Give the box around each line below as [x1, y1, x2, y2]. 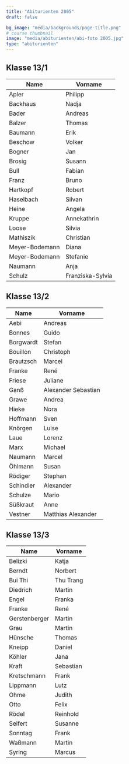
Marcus [54, 748, 76, 756]
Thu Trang [54, 577, 83, 585]
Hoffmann [9, 414, 37, 423]
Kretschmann [9, 672, 46, 680]
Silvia [65, 224, 81, 232]
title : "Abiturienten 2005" [6, 8, 75, 15]
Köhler [9, 653, 27, 661]
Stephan [43, 471, 67, 480]
